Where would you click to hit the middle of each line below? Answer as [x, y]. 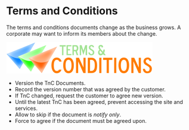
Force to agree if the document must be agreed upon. [81, 121]
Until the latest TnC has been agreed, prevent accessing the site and [99, 102]
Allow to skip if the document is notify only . [68, 115]
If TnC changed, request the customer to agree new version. [89, 96]
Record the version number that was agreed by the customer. [90, 89]
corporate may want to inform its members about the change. [82, 33]
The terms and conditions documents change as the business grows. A [94, 27]
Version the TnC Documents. [50, 83]
